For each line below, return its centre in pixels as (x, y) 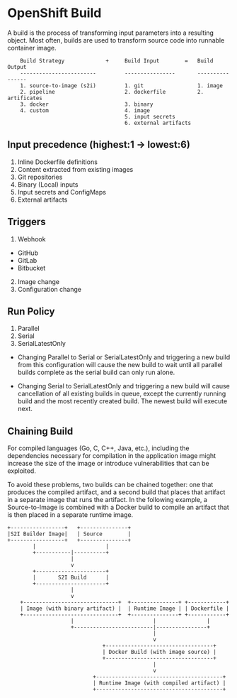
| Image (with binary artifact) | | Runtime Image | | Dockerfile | (125, 609)
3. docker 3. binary (87, 104)
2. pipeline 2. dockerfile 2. (112, 92)
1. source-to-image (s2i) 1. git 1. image (121, 86)
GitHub (28, 253)
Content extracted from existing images (75, 169)
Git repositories (40, 177)
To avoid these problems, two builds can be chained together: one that (110, 485)
